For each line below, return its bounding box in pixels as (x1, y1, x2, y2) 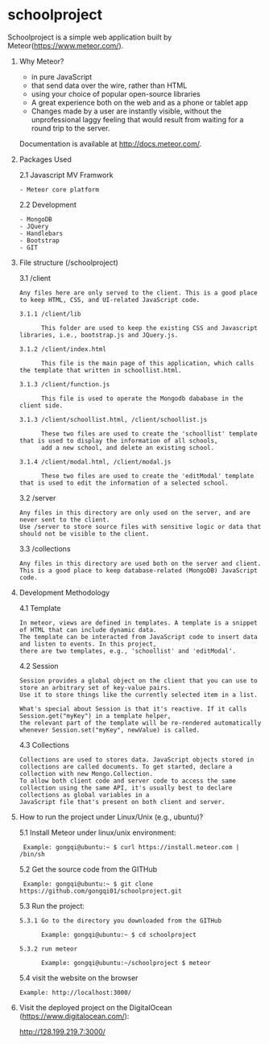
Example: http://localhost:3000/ (19, 988, 132, 997)
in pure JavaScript (31, 72, 93, 81)
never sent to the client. (19, 515, 110, 524)
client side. (19, 401, 64, 410)
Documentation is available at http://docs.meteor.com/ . (19, 138, 202, 148)
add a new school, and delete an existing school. (40, 444, 215, 452)
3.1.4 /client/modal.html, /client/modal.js (19, 457, 172, 466)
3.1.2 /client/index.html (19, 345, 106, 353)
